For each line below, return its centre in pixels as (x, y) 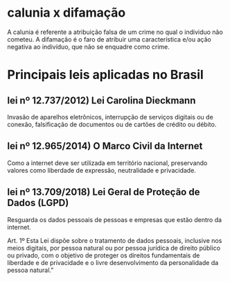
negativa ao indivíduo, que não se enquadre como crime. (88, 46)
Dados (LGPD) (38, 203)
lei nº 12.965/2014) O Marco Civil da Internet (105, 146)
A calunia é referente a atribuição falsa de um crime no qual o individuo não (115, 32)
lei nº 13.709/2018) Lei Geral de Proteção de (104, 192)
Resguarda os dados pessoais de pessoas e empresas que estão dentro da (115, 219)
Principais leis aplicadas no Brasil (106, 75)
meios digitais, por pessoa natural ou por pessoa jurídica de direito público (114, 248)
